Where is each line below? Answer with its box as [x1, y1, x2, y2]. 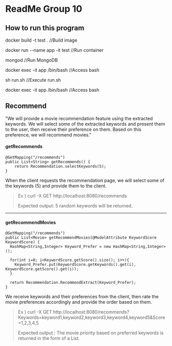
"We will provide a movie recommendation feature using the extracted [5, 115, 153, 121]
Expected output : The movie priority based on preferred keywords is [17, 330, 164, 336]
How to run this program [5, 24, 84, 32]
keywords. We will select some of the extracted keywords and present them [5, 121, 165, 127]
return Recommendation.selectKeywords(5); [14, 164, 106, 169]
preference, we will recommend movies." [5, 131, 92, 138]
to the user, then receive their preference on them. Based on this [5, 126, 142, 132]
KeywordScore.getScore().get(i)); [5, 266, 79, 272]
